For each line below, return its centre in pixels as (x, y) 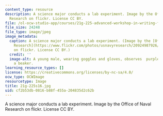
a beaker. (24, 63)
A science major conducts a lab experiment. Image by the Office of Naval (78, 104)
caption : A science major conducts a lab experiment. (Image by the (80, 41)
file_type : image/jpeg (28, 32)
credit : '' (20, 54)
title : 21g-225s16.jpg (28, 86)
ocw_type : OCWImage (25, 77)
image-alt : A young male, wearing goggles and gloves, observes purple (84, 59)
